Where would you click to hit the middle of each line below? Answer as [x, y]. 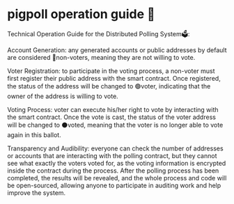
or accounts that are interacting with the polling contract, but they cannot [112, 155]
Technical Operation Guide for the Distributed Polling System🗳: [99, 33]
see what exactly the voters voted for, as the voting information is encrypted [117, 163]
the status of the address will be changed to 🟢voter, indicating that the [109, 86]
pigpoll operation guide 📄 [81, 14]
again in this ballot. [34, 134]
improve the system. [37, 193]
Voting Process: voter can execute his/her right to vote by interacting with [113, 109]
